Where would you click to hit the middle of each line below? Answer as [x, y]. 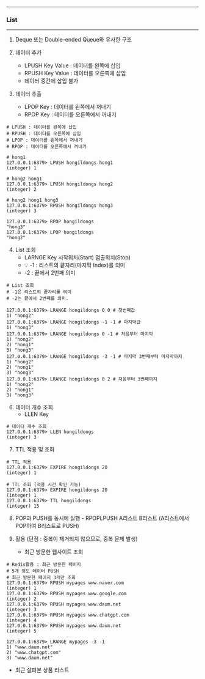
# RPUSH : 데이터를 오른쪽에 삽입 [44, 134]
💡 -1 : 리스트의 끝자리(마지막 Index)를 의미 [74, 265]
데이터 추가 [28, 53]
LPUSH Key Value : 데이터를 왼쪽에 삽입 [72, 65]
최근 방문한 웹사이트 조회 [54, 552]
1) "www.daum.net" [30, 647]
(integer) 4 [21, 621]
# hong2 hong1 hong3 [33, 200]
